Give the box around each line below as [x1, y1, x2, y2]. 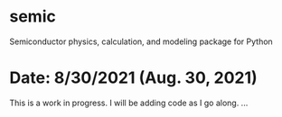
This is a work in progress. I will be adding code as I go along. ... [9, 97, 249, 108]
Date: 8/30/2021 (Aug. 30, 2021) [9, 67, 258, 88]
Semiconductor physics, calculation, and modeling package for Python [9, 36, 273, 47]
